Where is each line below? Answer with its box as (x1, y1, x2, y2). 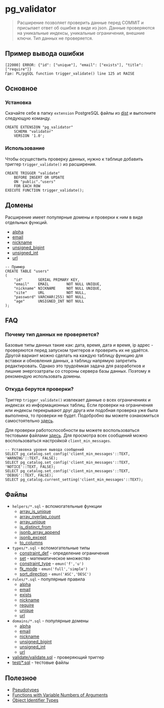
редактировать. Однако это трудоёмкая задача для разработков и (5, 363, 145, 369)
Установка (5, 99, 32, 106)
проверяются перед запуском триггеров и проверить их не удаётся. (5, 347, 149, 354)
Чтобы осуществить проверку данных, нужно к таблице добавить (5, 156, 143, 162)
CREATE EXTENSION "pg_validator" (5, 125, 73, 130)
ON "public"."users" (14, 179, 56, 184)
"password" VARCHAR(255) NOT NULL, (14, 294, 87, 300)
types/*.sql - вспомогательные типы (12, 545, 91, 551)
